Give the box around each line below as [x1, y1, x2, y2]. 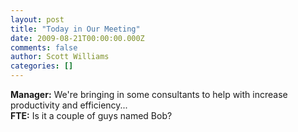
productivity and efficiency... [10, 99, 128, 111]
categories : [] [10, 61, 74, 71]
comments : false [10, 42, 78, 53]
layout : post [10, 14, 65, 25]
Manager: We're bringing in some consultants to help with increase [10, 89, 288, 100]
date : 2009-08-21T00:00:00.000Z [10, 33, 145, 43]
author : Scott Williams [10, 52, 110, 62]
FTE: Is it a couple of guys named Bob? [10, 110, 173, 121]
